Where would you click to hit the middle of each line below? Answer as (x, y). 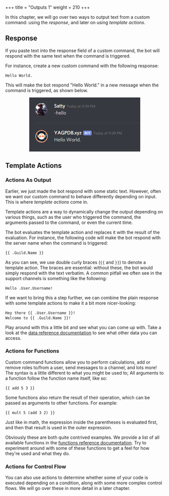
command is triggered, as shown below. (47, 90)
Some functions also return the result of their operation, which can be (78, 397)
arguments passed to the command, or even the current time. (69, 222)
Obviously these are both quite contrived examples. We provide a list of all (82, 437)
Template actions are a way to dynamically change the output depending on (84, 211)
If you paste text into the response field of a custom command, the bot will (82, 51)
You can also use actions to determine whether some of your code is (77, 478)
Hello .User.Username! (29, 288)
